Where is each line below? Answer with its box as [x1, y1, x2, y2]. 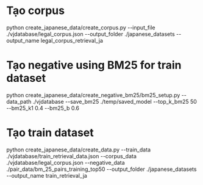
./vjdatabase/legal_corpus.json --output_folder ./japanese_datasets [6, 30, 175, 37]
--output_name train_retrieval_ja [6, 172, 87, 179]
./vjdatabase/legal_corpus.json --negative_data [6, 159, 125, 166]
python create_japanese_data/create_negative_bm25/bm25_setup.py [6, 91, 180, 98]
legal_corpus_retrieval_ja [40, 37, 104, 44]
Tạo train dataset [6, 126, 94, 140]
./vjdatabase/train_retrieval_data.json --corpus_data [6, 152, 137, 159]
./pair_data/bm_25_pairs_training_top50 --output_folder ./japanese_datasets [6, 165, 197, 173]
